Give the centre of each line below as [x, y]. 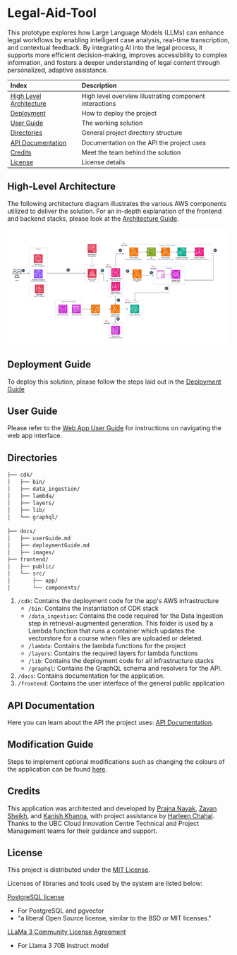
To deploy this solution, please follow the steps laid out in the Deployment [114, 382]
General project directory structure [132, 133]
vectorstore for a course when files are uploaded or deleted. [115, 638]
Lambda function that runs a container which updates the [111, 631]
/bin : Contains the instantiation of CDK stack [93, 609]
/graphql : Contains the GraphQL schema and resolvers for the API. [125, 669]
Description [99, 85]
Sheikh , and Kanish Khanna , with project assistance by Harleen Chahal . [111, 815]
